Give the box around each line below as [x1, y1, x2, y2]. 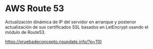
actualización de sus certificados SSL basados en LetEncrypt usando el [5, 24, 149, 30]
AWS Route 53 [5, 3, 65, 14]
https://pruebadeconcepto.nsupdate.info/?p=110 [5, 38, 102, 44]
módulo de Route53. [5, 29, 46, 35]
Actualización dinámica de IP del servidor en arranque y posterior [5, 19, 136, 25]
